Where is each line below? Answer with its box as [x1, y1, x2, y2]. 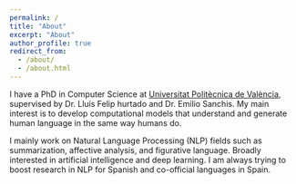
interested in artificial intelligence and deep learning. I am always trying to [9, 154, 287, 165]
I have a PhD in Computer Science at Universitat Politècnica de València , [9, 88, 281, 100]
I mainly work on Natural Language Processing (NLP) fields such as [9, 135, 262, 146]
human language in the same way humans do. [9, 117, 182, 128]
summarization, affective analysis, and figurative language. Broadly [9, 144, 261, 155]
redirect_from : [9, 47, 67, 56]
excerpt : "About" [9, 30, 76, 39]
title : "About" [9, 22, 67, 31]
